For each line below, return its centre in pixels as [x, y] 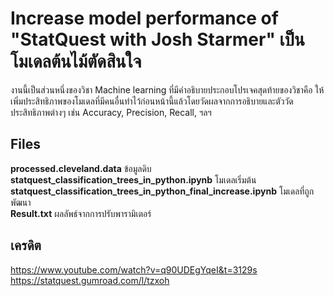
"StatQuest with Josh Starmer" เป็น [157, 39]
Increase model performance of [144, 18]
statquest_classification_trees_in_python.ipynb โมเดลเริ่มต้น [133, 179]
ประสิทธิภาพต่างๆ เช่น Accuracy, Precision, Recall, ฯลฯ [111, 112]
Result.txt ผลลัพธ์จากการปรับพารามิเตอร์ [81, 213]
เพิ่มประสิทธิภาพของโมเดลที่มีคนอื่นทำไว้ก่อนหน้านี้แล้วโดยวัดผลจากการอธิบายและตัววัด [152, 101]
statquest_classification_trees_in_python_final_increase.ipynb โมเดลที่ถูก [162, 191]
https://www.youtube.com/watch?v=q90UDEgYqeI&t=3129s [134, 269]
